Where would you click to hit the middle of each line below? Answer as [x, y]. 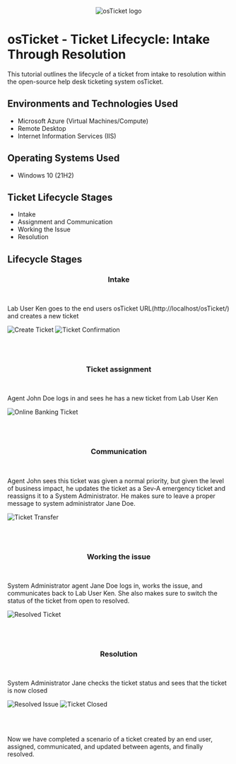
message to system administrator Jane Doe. [71, 503]
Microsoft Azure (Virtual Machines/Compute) [83, 121]
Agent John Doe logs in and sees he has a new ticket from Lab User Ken [113, 398]
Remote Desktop [42, 128]
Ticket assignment [119, 369]
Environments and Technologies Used [93, 104]
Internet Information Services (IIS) [67, 136]
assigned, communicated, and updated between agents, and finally [105, 747]
